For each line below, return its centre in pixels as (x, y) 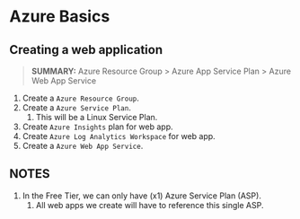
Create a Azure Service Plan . (77, 108)
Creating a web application (86, 50)
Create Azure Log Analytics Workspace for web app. (119, 136)
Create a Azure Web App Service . (83, 146)
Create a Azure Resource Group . (80, 98)
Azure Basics (60, 17)
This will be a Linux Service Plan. (97, 117)
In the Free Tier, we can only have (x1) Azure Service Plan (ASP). (142, 196)
